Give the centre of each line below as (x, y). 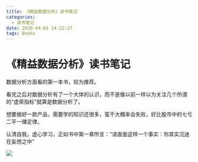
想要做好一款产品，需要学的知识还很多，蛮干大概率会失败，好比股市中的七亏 (99, 114)
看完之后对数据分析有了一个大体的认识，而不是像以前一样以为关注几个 (92, 94)
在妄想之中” (20, 141)
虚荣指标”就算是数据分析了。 (49, 102)
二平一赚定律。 (24, 122)
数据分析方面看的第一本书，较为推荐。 (53, 82)
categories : (21, 17)
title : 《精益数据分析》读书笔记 (42, 11)
